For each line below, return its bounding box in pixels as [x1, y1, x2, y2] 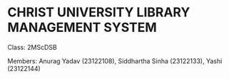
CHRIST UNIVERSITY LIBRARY [7, 4, 190, 21]
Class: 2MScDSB [7, 43, 57, 51]
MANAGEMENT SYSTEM [7, 19, 157, 36]
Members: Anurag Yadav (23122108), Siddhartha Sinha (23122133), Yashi [7, 56, 223, 65]
